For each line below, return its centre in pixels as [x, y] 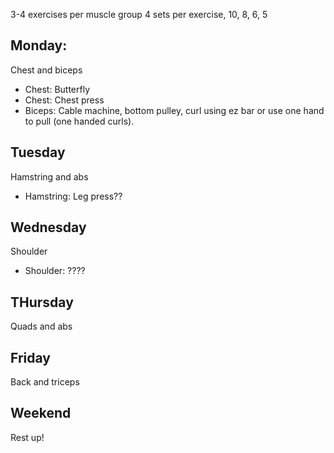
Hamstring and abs [49, 176]
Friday [30, 357]
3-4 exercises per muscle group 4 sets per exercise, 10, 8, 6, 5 [139, 14]
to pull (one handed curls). [79, 121]
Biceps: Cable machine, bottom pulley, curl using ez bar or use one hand [174, 110]
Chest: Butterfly [57, 89]
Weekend [41, 413]
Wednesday [48, 227]
